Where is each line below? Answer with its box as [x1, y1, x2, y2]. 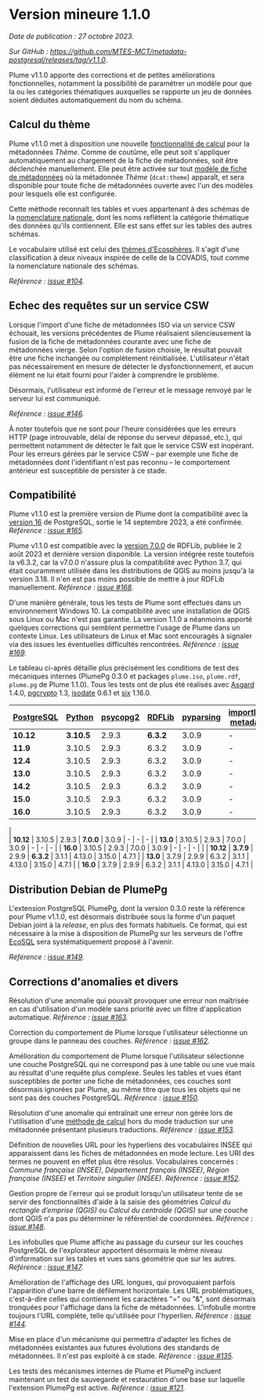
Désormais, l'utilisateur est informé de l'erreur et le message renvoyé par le [9, 385, 252, 394]
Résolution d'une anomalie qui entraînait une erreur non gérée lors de [9, 1109, 233, 1117]
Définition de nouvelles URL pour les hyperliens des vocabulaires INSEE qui [9, 1140, 253, 1150]
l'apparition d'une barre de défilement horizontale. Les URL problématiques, [9, 1286, 255, 1295]
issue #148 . [9, 1223, 46, 1231]
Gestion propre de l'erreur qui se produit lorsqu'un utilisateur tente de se [9, 1189, 244, 1198]
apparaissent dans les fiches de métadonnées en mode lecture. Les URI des [9, 1149, 255, 1157]
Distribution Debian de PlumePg [9, 883, 168, 896]
